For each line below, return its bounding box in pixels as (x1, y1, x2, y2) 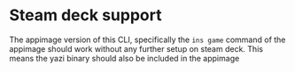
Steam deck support (9, 5, 162, 25)
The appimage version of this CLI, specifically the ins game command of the (9, 34, 286, 45)
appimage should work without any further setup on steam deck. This (9, 43, 264, 54)
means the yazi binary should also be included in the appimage (9, 53, 240, 63)
